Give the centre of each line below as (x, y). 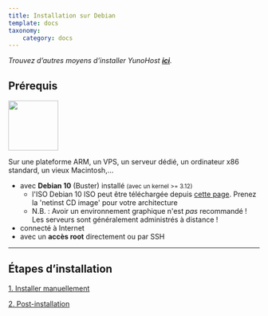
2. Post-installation (39, 303)
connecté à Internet (52, 228)
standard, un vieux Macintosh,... (61, 170)
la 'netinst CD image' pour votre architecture (104, 203)
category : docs (48, 38)
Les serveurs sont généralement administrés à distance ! (125, 219)
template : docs (33, 23)
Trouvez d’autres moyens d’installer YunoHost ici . (91, 61)
